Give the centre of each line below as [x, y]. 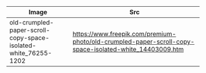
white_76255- [31, 53]
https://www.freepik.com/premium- [124, 34]
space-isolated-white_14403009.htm [128, 49]
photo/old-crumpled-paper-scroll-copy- [134, 41]
